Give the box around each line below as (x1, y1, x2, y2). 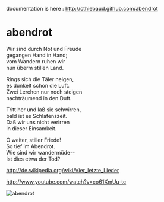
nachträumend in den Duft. (6, 94, 72, 101)
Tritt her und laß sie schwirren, (6, 106, 81, 113)
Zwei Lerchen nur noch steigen (6, 88, 83, 95)
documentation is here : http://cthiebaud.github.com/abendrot (6, 5, 159, 12)
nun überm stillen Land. (6, 64, 64, 71)
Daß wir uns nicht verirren (6, 118, 70, 126)
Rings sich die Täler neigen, (6, 75, 74, 82)
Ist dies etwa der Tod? (6, 155, 61, 162)
